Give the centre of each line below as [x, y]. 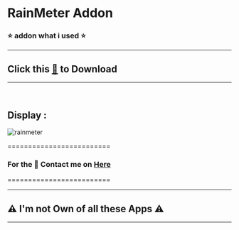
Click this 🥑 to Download [62, 69]
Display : [27, 115]
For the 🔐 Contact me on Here [59, 165]
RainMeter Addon [60, 13]
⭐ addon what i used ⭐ [47, 35]
